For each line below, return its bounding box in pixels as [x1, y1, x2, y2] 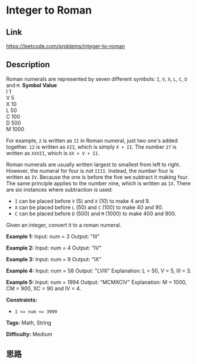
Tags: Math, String [6, 319, 52, 326]
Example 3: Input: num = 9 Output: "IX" [6, 255, 102, 263]
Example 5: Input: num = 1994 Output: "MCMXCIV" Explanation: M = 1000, [6, 278, 187, 286]
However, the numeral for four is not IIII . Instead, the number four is [6, 167, 174, 174]
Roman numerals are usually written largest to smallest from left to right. [6, 160, 181, 168]
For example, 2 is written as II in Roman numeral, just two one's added [6, 137, 178, 144]
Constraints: [6, 296, 38, 303]
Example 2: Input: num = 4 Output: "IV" [6, 244, 102, 251]
